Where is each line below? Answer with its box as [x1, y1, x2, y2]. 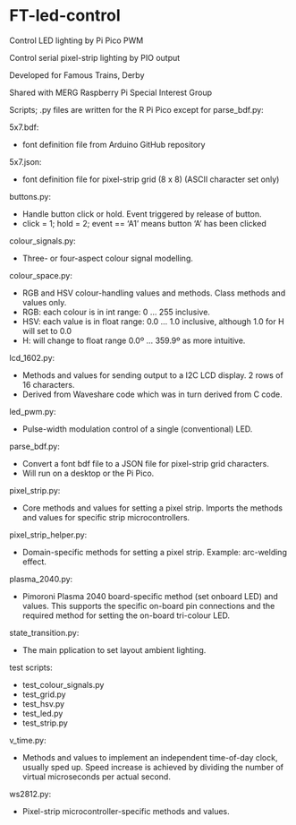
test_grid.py [21, 689, 66, 700]
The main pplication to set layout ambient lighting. [21, 644, 207, 655]
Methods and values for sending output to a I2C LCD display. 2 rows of [21, 369, 283, 381]
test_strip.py [21, 718, 69, 728]
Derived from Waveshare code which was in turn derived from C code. [21, 389, 283, 400]
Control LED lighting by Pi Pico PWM [9, 35, 144, 46]
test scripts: [9, 662, 54, 673]
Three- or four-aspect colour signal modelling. [21, 253, 194, 263]
